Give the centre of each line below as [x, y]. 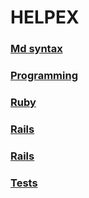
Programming [44, 76]
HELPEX [45, 17]
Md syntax [36, 49]
